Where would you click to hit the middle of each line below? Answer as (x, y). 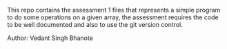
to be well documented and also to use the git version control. (95, 24)
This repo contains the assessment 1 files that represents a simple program (114, 10)
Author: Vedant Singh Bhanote (50, 38)
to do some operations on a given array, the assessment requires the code (113, 17)
